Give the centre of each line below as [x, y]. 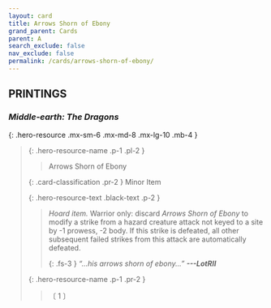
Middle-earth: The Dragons [64, 117]
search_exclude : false [47, 46]
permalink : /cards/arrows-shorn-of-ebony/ [81, 62]
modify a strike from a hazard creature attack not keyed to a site [156, 222]
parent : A [25, 38]
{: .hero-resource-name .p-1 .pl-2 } [86, 150]
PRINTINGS [38, 94]
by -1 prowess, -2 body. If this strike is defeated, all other [144, 230]
